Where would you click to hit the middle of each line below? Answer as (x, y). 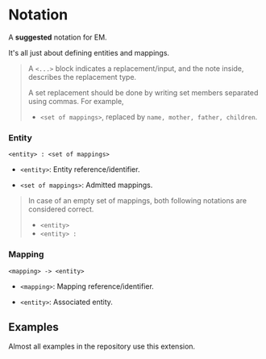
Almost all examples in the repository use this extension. (102, 346)
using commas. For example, (76, 101)
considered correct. (61, 209)
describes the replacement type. (82, 77)
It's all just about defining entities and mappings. (89, 52)
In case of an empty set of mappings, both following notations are (137, 201)
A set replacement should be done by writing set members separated (143, 92)
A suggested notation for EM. (58, 37)
